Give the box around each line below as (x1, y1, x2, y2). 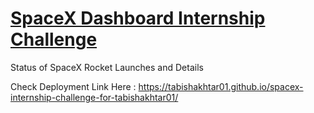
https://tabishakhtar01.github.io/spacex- (138, 80, 304, 92)
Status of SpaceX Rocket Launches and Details (10, 61, 204, 73)
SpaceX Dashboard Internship (10, 7, 266, 30)
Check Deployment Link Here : (10, 80, 137, 92)
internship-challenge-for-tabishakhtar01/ (10, 91, 179, 103)
